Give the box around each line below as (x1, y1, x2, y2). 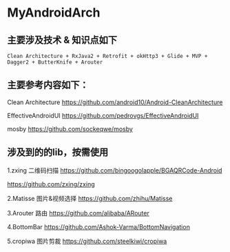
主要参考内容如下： (7, 79, 89, 91)
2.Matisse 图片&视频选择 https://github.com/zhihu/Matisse (7, 194, 173, 202)
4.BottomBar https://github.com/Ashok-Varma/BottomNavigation (7, 222, 191, 231)
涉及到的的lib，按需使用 (7, 146, 109, 158)
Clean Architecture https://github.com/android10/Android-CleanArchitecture (7, 98, 223, 106)
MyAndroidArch (7, 5, 101, 21)
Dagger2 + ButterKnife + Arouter (7, 59, 103, 66)
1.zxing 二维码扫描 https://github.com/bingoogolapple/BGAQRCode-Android (7, 166, 222, 174)
